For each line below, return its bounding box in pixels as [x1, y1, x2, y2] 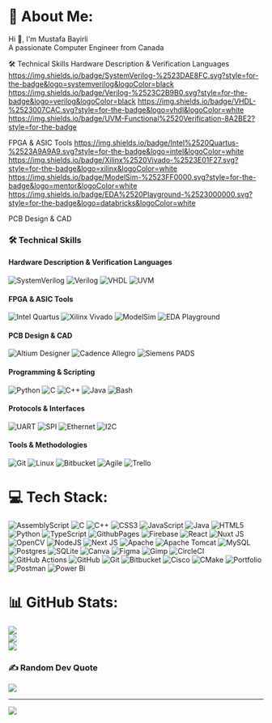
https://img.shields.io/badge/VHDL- [137, 96, 257, 106]
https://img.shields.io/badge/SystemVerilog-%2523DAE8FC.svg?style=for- [8, 70, 259, 80]
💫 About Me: [8, 7, 94, 26]
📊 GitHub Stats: [8, 593, 119, 612]
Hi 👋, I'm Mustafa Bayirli [8, 34, 88, 44]
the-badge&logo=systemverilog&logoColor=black [8, 79, 174, 88]
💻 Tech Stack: [8, 488, 108, 507]
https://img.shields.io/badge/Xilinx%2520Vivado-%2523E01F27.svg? [8, 155, 239, 164]
